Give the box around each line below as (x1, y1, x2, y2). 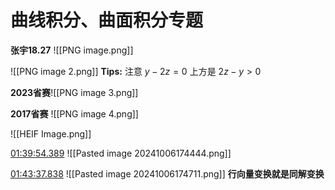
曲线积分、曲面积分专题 (10, 9, 204, 32)
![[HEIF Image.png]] (10, 127, 92, 140)
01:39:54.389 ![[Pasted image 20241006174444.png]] (10, 147, 232, 159)
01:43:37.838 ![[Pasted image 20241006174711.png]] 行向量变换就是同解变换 (10, 167, 325, 180)
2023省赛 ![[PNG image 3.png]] (10, 86, 139, 98)
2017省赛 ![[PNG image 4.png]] (10, 107, 139, 120)
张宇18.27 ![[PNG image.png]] (10, 44, 134, 56)
